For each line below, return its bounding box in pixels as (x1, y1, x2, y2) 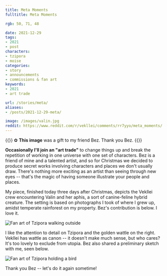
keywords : (5, 82, 26, 87)
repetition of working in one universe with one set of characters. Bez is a (5, 152, 155, 158)
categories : (5, 63, 30, 68)
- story (5, 67, 22, 73)
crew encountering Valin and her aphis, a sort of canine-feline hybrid (5, 194, 148, 200)
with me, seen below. (5, 246, 49, 252)
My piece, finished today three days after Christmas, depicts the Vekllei (5, 189, 153, 194)
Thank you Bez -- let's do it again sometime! (5, 265, 97, 271)
